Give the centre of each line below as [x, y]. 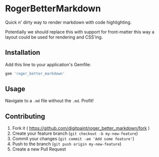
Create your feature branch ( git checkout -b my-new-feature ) [75, 133]
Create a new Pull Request [39, 149]
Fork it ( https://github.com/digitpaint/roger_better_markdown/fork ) [81, 128]
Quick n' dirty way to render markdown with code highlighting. [68, 22]
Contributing [25, 116]
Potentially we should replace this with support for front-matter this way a [80, 32]
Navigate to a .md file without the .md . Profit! [49, 101]
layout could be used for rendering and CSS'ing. [54, 37]
